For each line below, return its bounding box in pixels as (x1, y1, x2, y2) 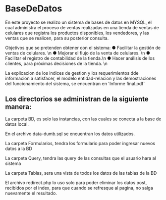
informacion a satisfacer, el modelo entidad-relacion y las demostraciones (5, 75, 157, 81)
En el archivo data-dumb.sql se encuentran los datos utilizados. (5, 131, 135, 137)
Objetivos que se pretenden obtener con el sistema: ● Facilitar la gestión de (5, 45, 161, 50)
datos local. (5, 121, 29, 127)
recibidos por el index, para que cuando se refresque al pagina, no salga (5, 185, 154, 191)
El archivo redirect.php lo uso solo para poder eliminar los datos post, (5, 179, 147, 186)
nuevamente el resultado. (5, 190, 57, 196)
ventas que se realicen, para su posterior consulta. (5, 35, 109, 41)
